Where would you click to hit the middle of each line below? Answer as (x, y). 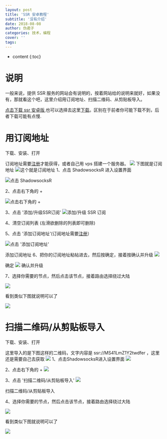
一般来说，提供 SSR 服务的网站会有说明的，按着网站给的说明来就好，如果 (81, 93)
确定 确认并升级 (24, 265)
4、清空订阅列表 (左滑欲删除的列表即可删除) (50, 223)
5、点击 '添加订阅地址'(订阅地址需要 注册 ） (49, 233)
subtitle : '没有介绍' (26, 19)
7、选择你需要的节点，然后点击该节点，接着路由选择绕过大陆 (68, 276)
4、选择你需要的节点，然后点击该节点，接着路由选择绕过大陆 (68, 401)
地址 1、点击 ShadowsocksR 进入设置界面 (68, 170)
